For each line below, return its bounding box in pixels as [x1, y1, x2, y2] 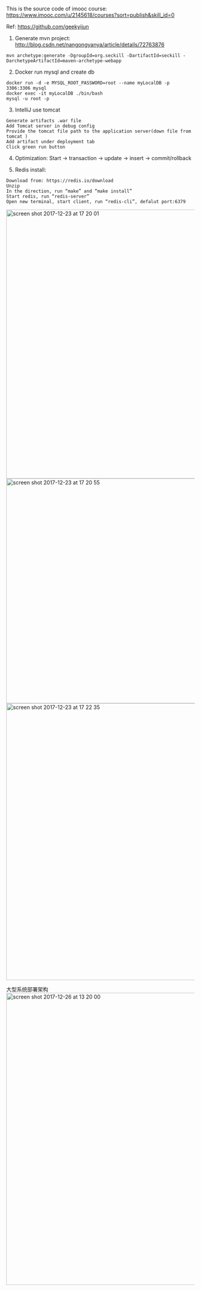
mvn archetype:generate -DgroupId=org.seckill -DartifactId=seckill [6, 53, 181, 59]
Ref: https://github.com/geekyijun [6, 23, 89, 30]
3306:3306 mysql [6, 85, 47, 91]
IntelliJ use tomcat [14, 106, 60, 113]
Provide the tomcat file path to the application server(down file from [6, 128, 191, 134]
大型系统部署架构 [6, 986, 48, 993]
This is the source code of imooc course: [6, 5, 108, 12]
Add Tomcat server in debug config [6, 123, 95, 129]
